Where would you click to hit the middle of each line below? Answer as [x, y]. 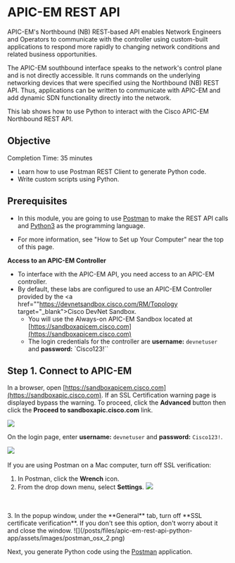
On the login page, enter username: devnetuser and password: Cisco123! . [115, 437]
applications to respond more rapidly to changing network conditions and [114, 46]
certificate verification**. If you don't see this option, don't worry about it [113, 523]
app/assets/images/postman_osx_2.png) [66, 538]
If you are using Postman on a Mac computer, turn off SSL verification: [109, 465]
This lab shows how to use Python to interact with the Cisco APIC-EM [108, 111]
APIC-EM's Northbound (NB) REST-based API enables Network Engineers [114, 32]
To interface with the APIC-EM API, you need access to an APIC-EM [116, 274]
